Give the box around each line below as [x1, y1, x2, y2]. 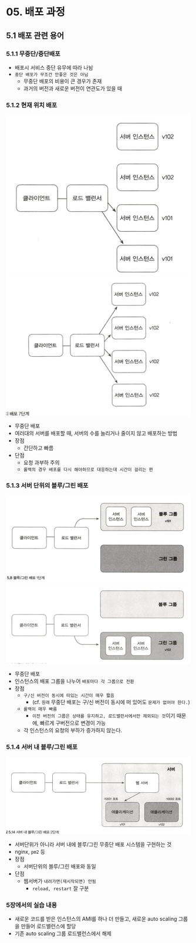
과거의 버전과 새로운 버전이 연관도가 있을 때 [23, 85, 122, 92]
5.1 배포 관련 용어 [6, 31, 65, 40]
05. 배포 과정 [6, 5, 66, 19]
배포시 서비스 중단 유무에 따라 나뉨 [14, 64, 93, 71]
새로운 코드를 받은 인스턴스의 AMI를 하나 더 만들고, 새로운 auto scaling [14, 915, 177, 922]
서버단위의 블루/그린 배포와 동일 [23, 863, 96, 870]
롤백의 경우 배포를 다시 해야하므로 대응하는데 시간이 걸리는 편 [23, 467, 154, 473]
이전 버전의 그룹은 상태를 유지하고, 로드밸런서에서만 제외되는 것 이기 [32, 712, 175, 719]
